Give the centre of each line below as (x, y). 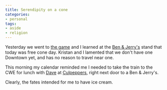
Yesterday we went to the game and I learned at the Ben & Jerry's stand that (83, 47)
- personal (16, 19)
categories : (17, 14)
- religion (16, 33)
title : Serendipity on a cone (37, 10)
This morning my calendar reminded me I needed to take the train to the (79, 67)
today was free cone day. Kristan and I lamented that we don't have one (79, 52)
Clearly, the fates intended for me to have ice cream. (59, 82)
